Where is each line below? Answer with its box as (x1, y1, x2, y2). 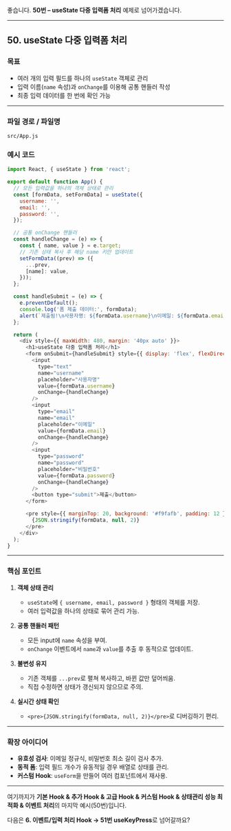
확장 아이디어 (7, 737, 48, 747)
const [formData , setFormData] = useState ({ (13, 191, 143, 198)
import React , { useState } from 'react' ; (7, 166, 131, 173)
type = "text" (37, 363, 72, 370)
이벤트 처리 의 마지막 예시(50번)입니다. (25, 801, 127, 809)
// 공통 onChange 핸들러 (13, 230, 78, 237)
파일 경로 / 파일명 (7, 117, 60, 126)
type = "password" (37, 453, 85, 460)
